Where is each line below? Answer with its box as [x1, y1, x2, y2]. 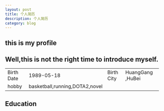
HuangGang [125, 69, 153, 76]
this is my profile [5, 38, 57, 47]
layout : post [5, 7, 32, 12]
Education [5, 99, 37, 108]
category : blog [5, 20, 36, 26]
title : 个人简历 [5, 12, 35, 17]
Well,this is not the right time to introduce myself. [5, 55, 159, 64]
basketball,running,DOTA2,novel [28, 83, 103, 90]
